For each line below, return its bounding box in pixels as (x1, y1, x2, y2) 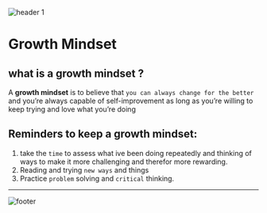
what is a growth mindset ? (8, 67, 145, 80)
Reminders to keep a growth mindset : (8, 127, 198, 141)
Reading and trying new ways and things (19, 165, 149, 174)
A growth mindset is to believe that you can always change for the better (8, 88, 254, 97)
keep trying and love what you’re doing (8, 105, 137, 114)
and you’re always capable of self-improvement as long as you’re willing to (8, 96, 253, 105)
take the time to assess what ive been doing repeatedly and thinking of (19, 148, 253, 158)
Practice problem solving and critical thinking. (19, 173, 175, 183)
